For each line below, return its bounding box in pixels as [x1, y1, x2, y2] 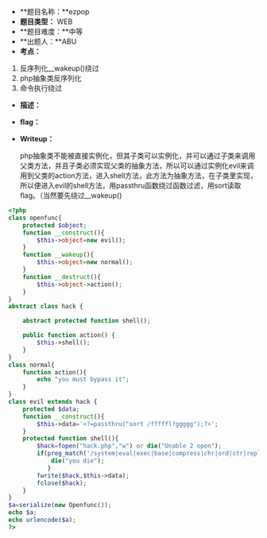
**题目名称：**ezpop [19, 7, 90, 16]
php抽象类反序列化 [19, 74, 82, 83]
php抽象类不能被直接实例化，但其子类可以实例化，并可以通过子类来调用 [19, 151, 256, 161]
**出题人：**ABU [19, 37, 77, 46]
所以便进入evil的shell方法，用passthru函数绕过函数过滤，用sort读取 [19, 181, 242, 190]
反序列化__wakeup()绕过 [19, 64, 99, 73]
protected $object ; [22, 221, 87, 229]
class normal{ [8, 361, 56, 369]
